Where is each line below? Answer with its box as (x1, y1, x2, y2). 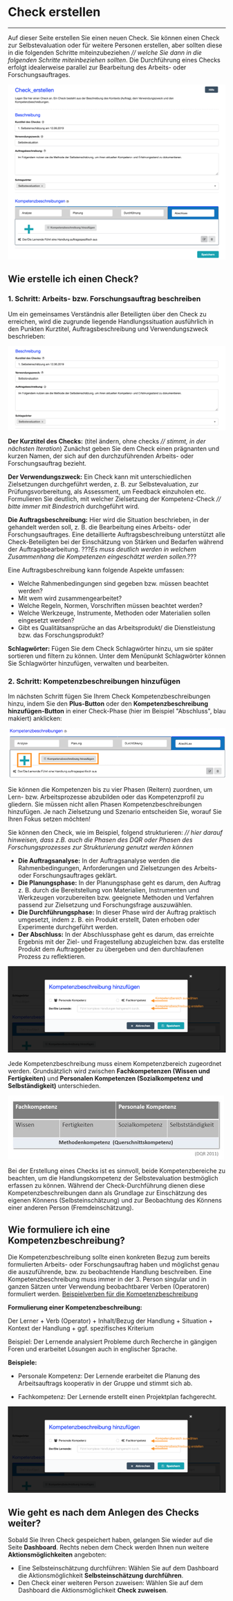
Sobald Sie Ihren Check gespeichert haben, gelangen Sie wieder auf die (8, 1536, 213, 1544)
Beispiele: (8, 1358, 37, 1367)
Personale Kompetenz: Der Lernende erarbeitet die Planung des (17, 1372, 201, 1380)
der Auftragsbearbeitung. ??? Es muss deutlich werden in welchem (8, 545, 196, 554)
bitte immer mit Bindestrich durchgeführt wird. (8, 502, 140, 511)
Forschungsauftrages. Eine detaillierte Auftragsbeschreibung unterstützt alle (8, 530, 225, 539)
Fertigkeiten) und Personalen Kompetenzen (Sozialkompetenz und (8, 1074, 203, 1083)
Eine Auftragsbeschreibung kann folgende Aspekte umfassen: (8, 566, 185, 575)
